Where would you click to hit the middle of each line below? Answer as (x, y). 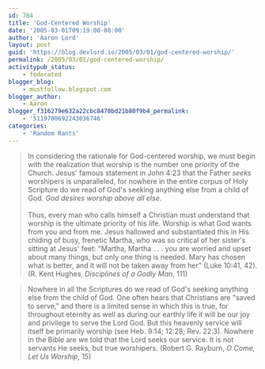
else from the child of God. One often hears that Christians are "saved (141, 297)
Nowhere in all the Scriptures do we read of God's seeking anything (138, 289)
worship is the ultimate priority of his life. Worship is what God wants (139, 223)
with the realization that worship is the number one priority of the (133, 164)
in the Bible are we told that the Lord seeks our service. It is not (131, 339)
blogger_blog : (32, 82)
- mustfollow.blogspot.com (67, 89)
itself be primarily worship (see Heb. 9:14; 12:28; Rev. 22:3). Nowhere (141, 331)
